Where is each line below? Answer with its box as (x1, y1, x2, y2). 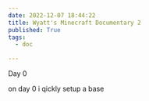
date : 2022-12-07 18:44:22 (8, 11, 96, 20)
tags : (8, 33, 26, 41)
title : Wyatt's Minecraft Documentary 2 (8, 19, 142, 27)
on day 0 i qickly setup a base (8, 84, 105, 94)
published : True (8, 26, 61, 34)
